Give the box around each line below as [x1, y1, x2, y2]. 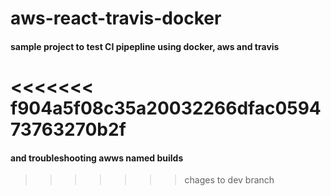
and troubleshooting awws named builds [10, 152, 184, 164]
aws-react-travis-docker [10, 7, 222, 30]
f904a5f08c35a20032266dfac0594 [10, 97, 322, 119]
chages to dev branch [184, 174, 275, 186]
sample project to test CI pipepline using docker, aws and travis [10, 40, 280, 52]
